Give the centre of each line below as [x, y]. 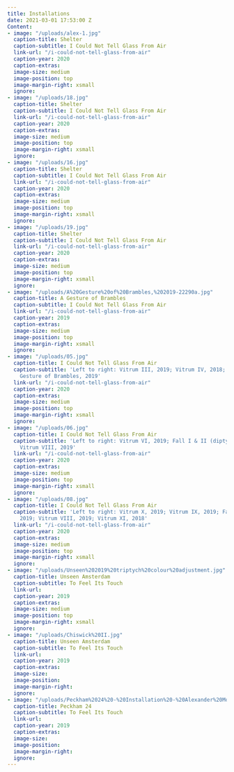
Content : [20, 26]
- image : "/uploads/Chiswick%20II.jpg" [65, 635]
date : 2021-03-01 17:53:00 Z [49, 20]
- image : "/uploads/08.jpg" [48, 499]
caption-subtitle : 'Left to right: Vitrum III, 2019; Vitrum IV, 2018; [120, 370]
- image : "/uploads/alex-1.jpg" [54, 33]
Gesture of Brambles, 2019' [60, 376]
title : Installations [39, 14]
